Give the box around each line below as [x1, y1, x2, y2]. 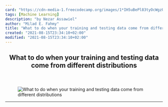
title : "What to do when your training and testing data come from [5, 26, 149, 31]
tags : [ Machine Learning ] [5, 12, 59, 17]
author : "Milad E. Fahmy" [5, 21, 59, 26]
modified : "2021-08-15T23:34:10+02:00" [5, 35, 88, 40]
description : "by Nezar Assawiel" [5, 16, 77, 21]
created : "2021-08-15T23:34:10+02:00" [5, 30, 86, 35]
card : [5, 7, 16, 12]
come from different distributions [30, 61, 137, 70]
